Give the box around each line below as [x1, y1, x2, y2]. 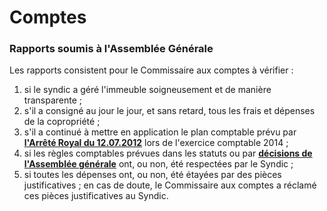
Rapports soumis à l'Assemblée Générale [9, 42, 214, 56]
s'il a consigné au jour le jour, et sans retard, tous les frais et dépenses [23, 105, 316, 117]
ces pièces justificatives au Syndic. [23, 190, 169, 202]
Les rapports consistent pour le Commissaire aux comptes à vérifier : [9, 64, 294, 76]
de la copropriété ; [23, 116, 101, 128]
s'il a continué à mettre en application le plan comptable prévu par [23, 126, 297, 138]
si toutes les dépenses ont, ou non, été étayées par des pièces [23, 169, 282, 181]
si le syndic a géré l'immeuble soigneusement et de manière [23, 84, 272, 96]
